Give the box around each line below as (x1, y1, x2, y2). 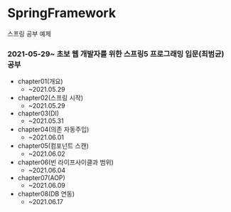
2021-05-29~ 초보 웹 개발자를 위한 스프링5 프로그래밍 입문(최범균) (7, 48, 225, 58)
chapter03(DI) (17, 109, 59, 118)
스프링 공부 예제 (7, 29, 52, 38)
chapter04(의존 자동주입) (17, 125, 90, 134)
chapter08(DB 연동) (17, 190, 75, 198)
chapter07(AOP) (17, 174, 65, 182)
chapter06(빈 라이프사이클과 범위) (17, 158, 114, 166)
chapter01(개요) (17, 77, 63, 86)
